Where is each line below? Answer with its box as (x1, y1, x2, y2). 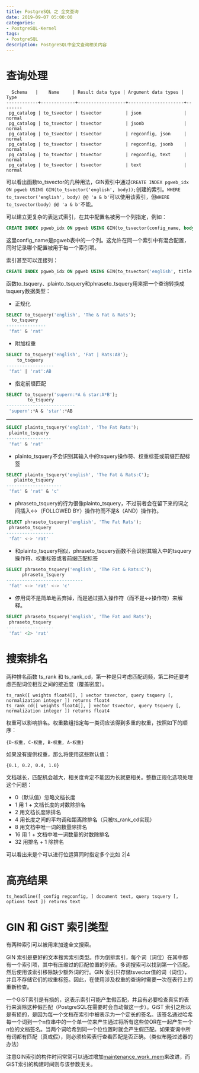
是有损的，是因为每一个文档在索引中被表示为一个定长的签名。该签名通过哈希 (6, 1011, 193, 1018)
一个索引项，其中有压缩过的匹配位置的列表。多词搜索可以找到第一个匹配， (11, 961, 193, 968)
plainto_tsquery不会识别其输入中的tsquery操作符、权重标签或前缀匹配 (14, 452, 185, 460)
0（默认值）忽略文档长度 (14, 793, 76, 800)
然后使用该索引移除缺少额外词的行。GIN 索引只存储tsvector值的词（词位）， (6, 968, 190, 976)
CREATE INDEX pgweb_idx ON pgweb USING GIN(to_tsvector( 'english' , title (6, 268, 192, 274)
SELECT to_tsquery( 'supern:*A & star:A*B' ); (6, 391, 118, 398)
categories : (6, 20, 36, 26)
